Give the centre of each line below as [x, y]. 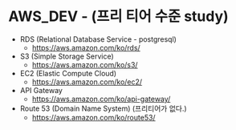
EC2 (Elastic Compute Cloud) [68, 73]
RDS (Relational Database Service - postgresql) [98, 39]
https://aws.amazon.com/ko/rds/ [86, 47]
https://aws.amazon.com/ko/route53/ [94, 117]
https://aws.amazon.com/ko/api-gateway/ [101, 99]
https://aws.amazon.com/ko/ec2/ [87, 82]
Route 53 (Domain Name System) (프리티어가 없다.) [103, 108]
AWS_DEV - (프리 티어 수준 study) [118, 16]
